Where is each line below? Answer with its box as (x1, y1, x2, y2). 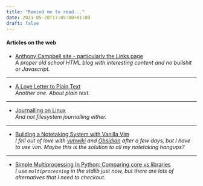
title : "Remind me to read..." (6, 8, 85, 15)
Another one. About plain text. (14, 89, 91, 96)
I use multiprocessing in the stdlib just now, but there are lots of (14, 167, 174, 174)
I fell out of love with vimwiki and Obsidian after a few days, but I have (14, 137, 191, 144)
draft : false (6, 20, 39, 26)
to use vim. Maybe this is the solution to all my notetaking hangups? (14, 143, 185, 150)
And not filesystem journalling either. (14, 113, 107, 120)
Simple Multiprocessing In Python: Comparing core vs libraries (14, 161, 171, 168)
